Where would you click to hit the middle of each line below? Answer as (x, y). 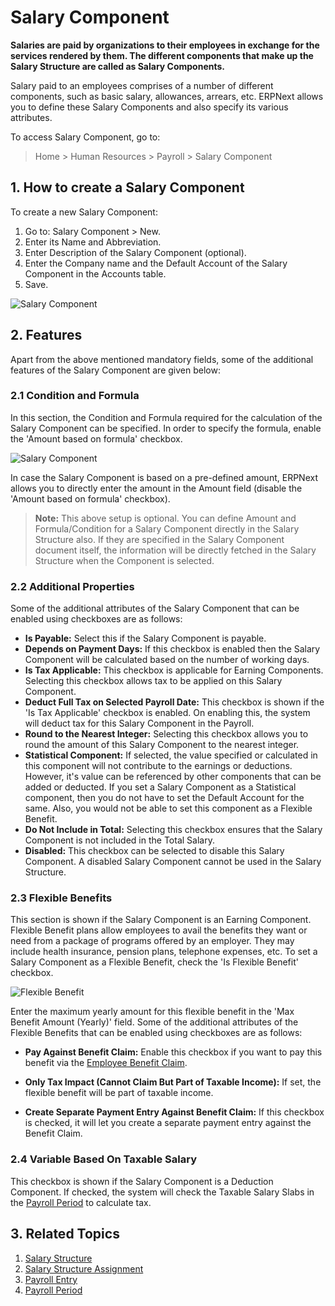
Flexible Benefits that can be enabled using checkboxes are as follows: (156, 1033)
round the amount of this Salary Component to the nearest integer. (162, 745)
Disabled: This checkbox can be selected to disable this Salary (154, 851)
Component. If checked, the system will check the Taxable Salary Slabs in (162, 1192)
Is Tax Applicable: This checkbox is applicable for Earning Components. (174, 670)
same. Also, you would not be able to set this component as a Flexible (168, 808)
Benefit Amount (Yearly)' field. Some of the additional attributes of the (154, 1022)
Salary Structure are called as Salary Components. (118, 66)
